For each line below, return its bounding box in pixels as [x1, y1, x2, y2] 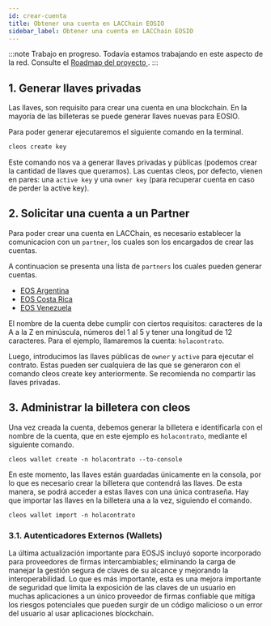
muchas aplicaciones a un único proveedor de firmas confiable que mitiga [8, 591, 256, 601]
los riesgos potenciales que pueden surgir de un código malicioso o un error [8, 599, 263, 609]
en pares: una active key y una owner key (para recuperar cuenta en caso [8, 175, 255, 185]
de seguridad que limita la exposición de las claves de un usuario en [8, 582, 236, 592]
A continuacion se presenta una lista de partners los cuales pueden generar [8, 261, 262, 271]
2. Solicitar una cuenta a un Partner [8, 207, 190, 221]
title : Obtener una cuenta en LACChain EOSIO [8, 19, 164, 28]
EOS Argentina [19, 285, 70, 295]
